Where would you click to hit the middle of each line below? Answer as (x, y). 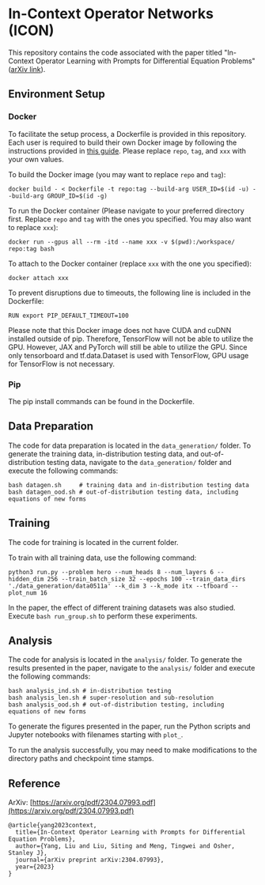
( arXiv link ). (27, 69)
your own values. (36, 159)
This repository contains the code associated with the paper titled (115, 52)
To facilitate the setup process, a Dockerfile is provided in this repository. (127, 134)
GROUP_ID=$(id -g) (78, 196)
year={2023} (35, 867)
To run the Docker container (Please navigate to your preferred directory (127, 210)
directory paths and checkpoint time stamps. (81, 758)
